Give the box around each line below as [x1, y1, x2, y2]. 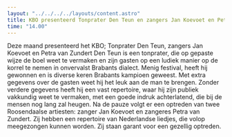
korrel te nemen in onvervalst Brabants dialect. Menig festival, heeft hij [7, 63, 208, 72]
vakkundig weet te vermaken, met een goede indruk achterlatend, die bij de [7, 93, 222, 101]
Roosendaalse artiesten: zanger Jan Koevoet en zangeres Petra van [7, 107, 200, 116]
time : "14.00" [7, 23, 48, 30]
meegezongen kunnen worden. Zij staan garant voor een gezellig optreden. [7, 122, 222, 131]
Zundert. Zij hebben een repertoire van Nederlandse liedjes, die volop [7, 115, 206, 123]
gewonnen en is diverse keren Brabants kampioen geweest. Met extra [7, 71, 206, 79]
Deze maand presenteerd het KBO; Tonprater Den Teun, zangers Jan [7, 42, 204, 50]
